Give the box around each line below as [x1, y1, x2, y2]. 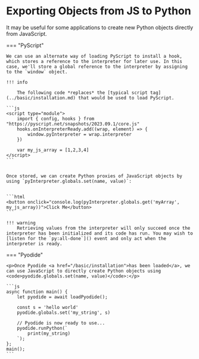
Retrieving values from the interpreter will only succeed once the [17, 225, 191, 231]
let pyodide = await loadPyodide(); [17, 294, 108, 300]
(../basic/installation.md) [6, 95, 76, 101]
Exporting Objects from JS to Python [6, 4, 192, 18]
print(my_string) [27, 330, 70, 336]
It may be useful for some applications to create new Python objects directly [6, 24, 194, 31]
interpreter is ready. [6, 241, 63, 246]
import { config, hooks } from [17, 115, 95, 121]
